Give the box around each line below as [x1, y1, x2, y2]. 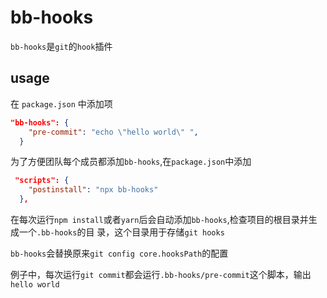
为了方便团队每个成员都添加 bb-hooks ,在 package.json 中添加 [10, 156, 252, 168]
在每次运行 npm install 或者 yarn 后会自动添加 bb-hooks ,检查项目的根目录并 [10, 214, 309, 225]
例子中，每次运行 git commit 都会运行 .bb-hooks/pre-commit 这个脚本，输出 [10, 269, 312, 280]
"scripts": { [14, 176, 70, 186]
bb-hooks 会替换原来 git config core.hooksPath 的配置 [10, 247, 229, 259]
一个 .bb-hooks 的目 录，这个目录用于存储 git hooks [18, 226, 225, 238]
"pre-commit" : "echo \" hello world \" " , [28, 127, 199, 137]
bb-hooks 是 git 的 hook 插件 [10, 40, 113, 52]
